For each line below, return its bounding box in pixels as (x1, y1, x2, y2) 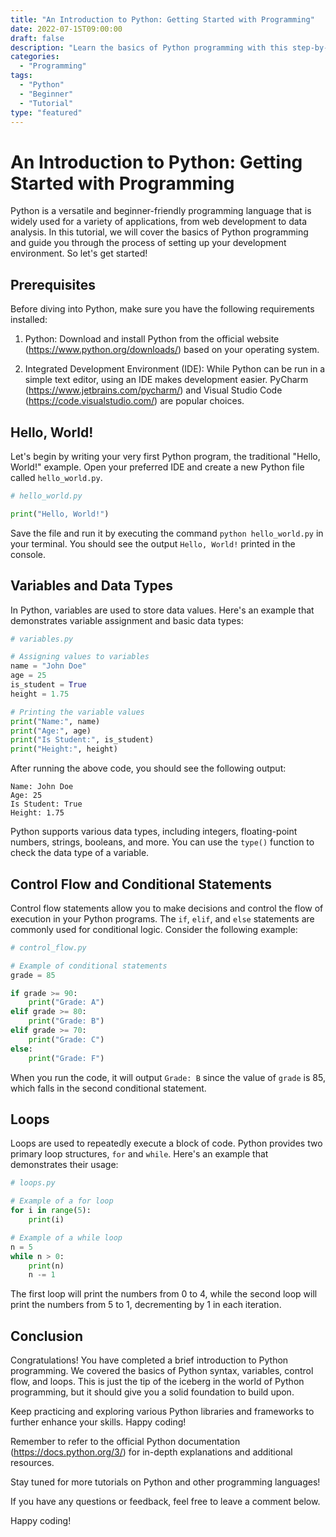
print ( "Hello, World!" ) (10, 509, 110, 519)
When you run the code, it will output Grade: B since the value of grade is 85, (10, 1071, 326, 1083)
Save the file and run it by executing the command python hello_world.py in (10, 527, 324, 539)
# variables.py (10, 634, 74, 644)
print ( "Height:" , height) (10, 744, 118, 755)
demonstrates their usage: (10, 1159, 119, 1171)
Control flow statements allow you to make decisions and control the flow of (10, 902, 324, 914)
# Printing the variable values (10, 707, 145, 717)
